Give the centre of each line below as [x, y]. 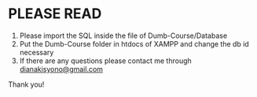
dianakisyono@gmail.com [61, 69]
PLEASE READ [55, 14]
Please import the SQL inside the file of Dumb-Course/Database [123, 35]
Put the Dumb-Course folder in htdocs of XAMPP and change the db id [134, 43]
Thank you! [26, 84]
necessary [37, 52]
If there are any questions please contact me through [106, 61]
